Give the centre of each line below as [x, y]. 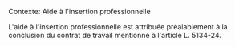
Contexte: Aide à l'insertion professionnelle [79, 11]
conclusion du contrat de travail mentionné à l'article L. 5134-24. [115, 35]
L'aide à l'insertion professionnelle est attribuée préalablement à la [118, 27]
